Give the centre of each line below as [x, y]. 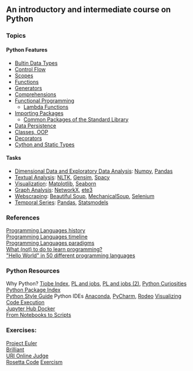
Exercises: [21, 330]
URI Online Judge [27, 356]
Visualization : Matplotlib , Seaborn [55, 183]
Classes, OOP [31, 132]
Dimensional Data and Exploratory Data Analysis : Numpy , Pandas [94, 171]
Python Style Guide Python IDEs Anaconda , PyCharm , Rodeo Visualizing [94, 296]
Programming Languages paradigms [50, 243]
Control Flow [30, 69]
